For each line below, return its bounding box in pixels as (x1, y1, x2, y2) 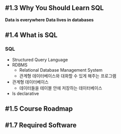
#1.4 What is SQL (5, 31, 58, 39)
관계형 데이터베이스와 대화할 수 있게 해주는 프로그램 (19, 73, 117, 78)
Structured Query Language (12, 57, 68, 62)
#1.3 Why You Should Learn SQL (5, 4, 104, 12)
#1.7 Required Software (5, 121, 76, 130)
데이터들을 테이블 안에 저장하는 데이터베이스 (19, 85, 103, 91)
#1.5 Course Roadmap (5, 104, 73, 113)
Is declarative (12, 90, 39, 96)
